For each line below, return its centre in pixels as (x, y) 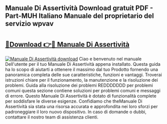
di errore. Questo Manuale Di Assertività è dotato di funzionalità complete (81, 96)
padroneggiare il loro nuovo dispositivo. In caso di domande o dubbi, (76, 112)
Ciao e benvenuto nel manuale (110, 59)
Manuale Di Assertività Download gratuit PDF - (79, 8)
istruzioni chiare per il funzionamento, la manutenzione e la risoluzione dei (82, 80)
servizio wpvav (29, 24)
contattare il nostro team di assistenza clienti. (52, 117)
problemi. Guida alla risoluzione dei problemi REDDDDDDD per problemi (79, 85)
